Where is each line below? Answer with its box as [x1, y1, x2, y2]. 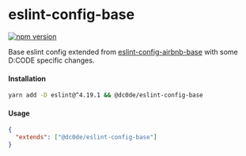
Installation [8, 74, 46, 83]
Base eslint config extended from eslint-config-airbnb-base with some [8, 47, 239, 56]
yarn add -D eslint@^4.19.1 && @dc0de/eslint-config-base [8, 91, 203, 100]
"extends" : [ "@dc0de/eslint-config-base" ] [15, 133, 157, 142]
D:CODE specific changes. [8, 55, 95, 65]
